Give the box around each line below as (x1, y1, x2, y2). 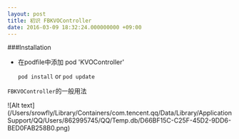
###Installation (7, 43, 51, 52)
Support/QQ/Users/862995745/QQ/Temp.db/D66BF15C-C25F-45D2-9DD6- (7, 116, 232, 125)
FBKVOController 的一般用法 (7, 87, 87, 96)
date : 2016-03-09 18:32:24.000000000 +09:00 (7, 24, 142, 31)
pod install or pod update (17, 72, 95, 81)
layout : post (7, 10, 46, 18)
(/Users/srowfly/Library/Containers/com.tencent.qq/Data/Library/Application (7, 108, 232, 118)
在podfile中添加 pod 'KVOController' (17, 58, 125, 66)
